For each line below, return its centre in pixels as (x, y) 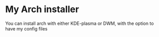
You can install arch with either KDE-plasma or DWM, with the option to (79, 23)
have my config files (26, 28)
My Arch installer (42, 9)
